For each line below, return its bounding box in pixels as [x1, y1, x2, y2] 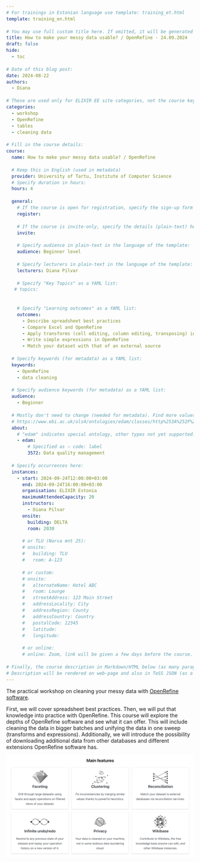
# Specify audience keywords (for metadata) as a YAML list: [11, 387, 167, 393]
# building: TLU [21, 551, 68, 557]
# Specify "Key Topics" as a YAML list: [17, 280, 118, 286]
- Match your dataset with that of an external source [21, 343, 161, 349]
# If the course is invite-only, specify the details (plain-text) [17, 224, 187, 230]
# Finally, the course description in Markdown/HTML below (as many [6, 664, 180, 670]
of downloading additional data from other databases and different [6, 737, 170, 744]
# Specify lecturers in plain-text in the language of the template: [17, 261, 193, 267]
